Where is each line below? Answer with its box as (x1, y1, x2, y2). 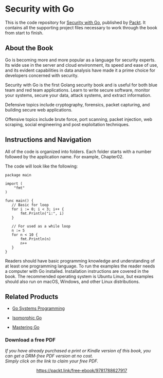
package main (5, 172, 32, 177)
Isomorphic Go (12, 315, 42, 321)
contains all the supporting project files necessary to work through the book (5, 24, 158, 30)
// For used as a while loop (11, 224, 71, 228)
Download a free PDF (5, 337, 56, 343)
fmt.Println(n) (20, 236, 51, 242)
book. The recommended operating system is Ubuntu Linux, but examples (5, 273, 154, 279)
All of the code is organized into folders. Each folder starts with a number (5, 149, 152, 154)
